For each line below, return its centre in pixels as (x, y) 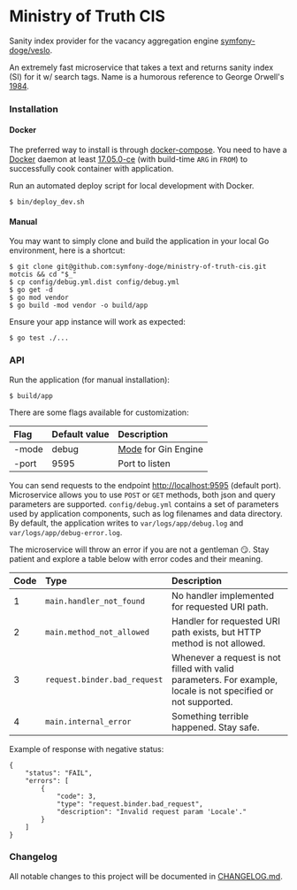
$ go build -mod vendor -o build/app (79, 306)
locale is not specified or (223, 690)
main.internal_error (88, 721)
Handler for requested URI (226, 621)
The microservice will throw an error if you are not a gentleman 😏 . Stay (139, 549)
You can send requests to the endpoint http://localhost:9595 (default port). (145, 485)
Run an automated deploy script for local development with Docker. (132, 186)
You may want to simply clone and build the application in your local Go (139, 242)
